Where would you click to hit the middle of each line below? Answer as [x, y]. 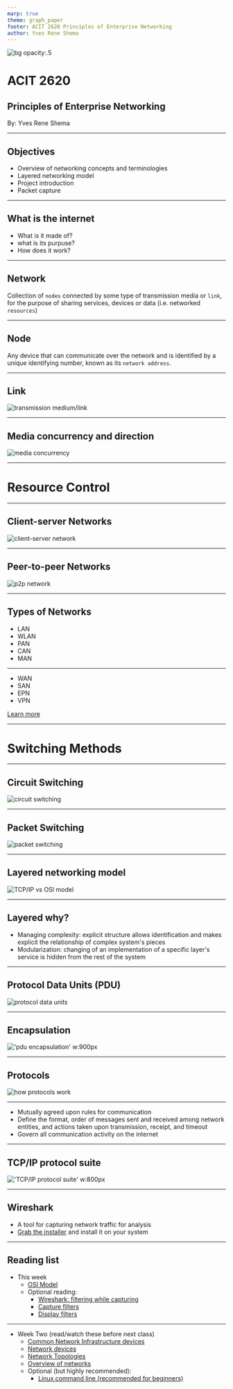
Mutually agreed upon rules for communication [84, 1112]
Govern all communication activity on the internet [87, 1135]
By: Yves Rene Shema [39, 123]
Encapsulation [39, 1030]
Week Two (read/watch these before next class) [86, 1334]
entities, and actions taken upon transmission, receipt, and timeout [112, 1127]
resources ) [23, 310]
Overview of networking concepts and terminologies [92, 168]
